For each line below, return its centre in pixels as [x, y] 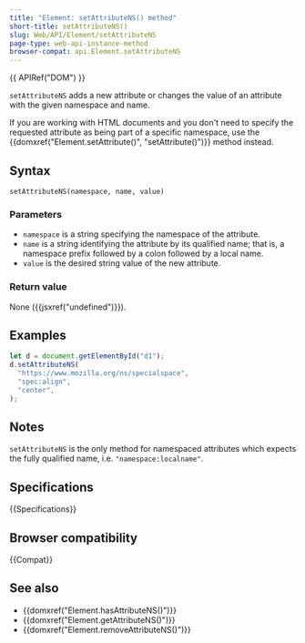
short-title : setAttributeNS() [69, 26]
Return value [38, 287]
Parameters [36, 214]
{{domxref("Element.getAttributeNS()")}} [99, 619]
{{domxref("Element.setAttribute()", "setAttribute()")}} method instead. [142, 142]
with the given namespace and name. [80, 105]
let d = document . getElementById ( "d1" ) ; [87, 356]
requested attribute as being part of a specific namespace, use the [135, 132]
